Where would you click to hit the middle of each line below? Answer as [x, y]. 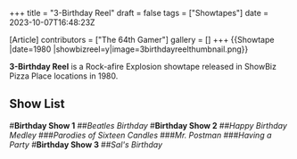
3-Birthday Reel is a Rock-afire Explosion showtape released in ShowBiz [143, 67]
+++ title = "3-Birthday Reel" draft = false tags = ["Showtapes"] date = [139, 13]
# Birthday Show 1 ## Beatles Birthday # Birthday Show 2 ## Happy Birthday [148, 125]
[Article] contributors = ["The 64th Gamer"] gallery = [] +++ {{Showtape [142, 40]
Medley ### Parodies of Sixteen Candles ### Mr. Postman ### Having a [140, 135]
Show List [37, 104]
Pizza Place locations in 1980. [64, 76]
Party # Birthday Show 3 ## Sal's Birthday [86, 144]
